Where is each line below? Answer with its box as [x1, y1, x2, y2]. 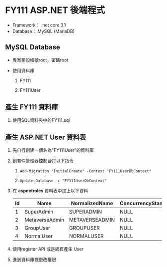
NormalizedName [71, 200, 113, 207]
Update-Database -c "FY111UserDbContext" [19, 178, 107, 184]
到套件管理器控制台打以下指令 [12, 158, 74, 164]
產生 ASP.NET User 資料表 [5, 133, 86, 141]
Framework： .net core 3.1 [12, 22, 66, 28]
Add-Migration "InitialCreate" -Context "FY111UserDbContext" [19, 169, 152, 174]
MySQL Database [5, 43, 61, 51]
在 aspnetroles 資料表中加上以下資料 [12, 188, 88, 194]
